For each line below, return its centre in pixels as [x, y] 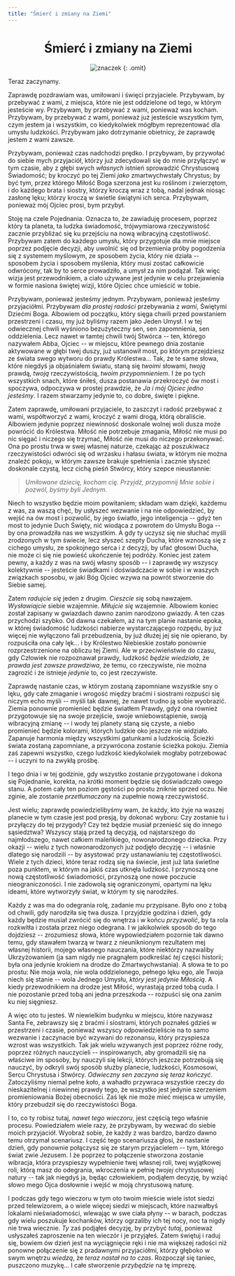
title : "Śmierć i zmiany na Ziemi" [60, 14]
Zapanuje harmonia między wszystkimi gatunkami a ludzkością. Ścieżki [111, 738]
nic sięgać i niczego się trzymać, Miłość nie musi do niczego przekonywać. [116, 438]
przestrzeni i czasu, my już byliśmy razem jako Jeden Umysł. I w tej [105, 321]
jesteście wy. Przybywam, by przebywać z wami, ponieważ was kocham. [113, 110]
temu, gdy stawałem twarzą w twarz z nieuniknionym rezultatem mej [107, 942]
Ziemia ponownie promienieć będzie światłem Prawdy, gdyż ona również [113, 708]
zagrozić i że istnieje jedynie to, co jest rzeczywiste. [83, 673]
